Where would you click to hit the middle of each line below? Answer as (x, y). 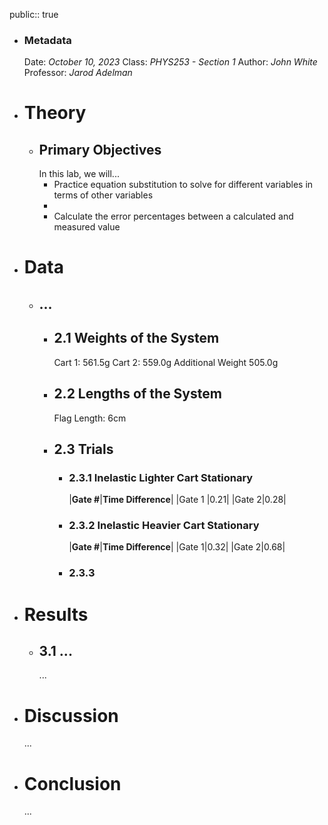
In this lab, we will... (79, 174)
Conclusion (72, 783)
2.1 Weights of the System (136, 338)
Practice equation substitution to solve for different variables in (183, 185)
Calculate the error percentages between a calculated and (173, 216)
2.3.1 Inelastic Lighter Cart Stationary (161, 477)
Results (56, 614)
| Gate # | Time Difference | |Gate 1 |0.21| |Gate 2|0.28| (177, 500)
